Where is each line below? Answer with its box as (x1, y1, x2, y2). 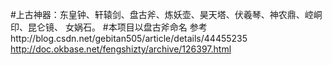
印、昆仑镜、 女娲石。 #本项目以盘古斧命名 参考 (10, 21, 208, 33)
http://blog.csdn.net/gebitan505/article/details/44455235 (10, 33, 248, 44)
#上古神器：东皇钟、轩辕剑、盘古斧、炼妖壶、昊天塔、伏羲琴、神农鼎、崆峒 (10, 9, 323, 20)
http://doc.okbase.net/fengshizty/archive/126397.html (10, 43, 232, 55)
